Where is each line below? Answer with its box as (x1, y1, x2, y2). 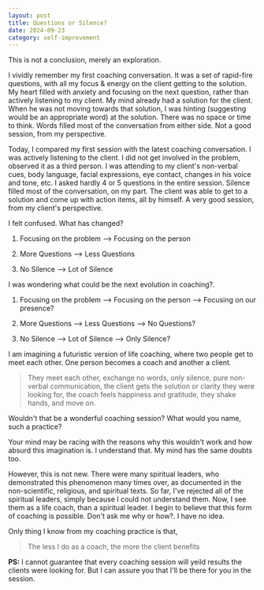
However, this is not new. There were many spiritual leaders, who (8, 469, 220, 479)
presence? (19, 303, 54, 313)
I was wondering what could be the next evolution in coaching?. (8, 280, 215, 289)
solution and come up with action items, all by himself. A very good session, (8, 195, 255, 205)
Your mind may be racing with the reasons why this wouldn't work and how (8, 438, 252, 447)
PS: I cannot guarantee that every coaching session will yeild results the (8, 558, 243, 567)
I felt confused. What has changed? (8, 219, 124, 228)
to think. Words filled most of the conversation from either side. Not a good (8, 121, 252, 130)
